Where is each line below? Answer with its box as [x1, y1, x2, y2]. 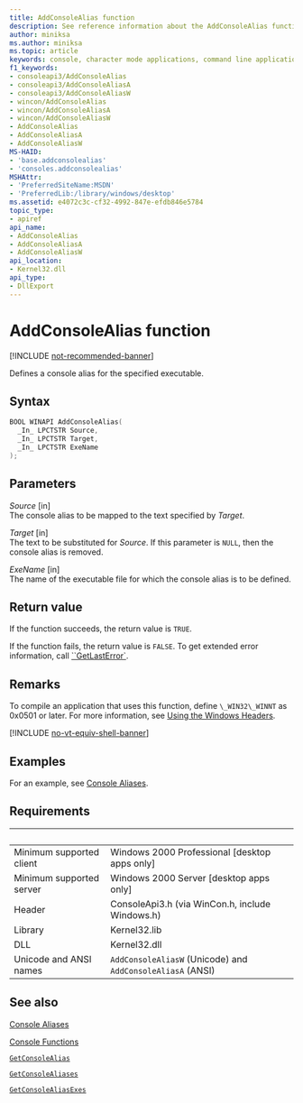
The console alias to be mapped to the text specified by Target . [9, 510, 245, 520]
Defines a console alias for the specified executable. [9, 367, 205, 379]
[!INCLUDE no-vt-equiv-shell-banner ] [9, 728, 150, 739]
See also [9, 995, 59, 1010]
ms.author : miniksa [9, 38, 83, 48]
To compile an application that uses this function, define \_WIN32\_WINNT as [9, 701, 288, 712]
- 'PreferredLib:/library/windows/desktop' [9, 189, 176, 198]
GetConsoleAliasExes [9, 1085, 87, 1094]
